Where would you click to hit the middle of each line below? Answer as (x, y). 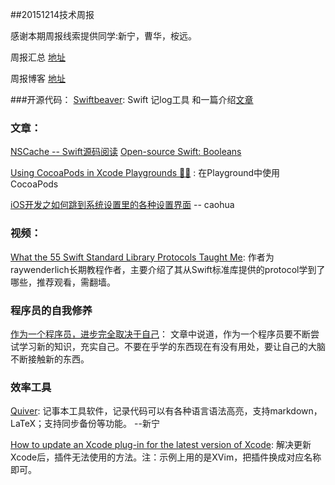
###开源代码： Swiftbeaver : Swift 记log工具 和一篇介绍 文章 (132, 99)
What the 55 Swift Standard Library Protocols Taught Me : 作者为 (142, 257)
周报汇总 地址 (38, 57)
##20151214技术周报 (52, 14)
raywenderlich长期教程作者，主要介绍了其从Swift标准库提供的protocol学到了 (168, 269)
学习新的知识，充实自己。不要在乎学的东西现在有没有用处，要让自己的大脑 (172, 346)
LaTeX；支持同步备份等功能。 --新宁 (85, 424)
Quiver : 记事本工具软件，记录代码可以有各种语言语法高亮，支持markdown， (166, 411)
